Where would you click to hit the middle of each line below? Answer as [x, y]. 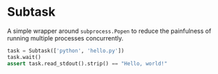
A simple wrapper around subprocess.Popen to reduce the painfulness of [109, 31]
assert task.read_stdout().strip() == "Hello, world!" [87, 63]
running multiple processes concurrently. [65, 38]
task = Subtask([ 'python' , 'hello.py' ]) [66, 51]
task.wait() [24, 57]
